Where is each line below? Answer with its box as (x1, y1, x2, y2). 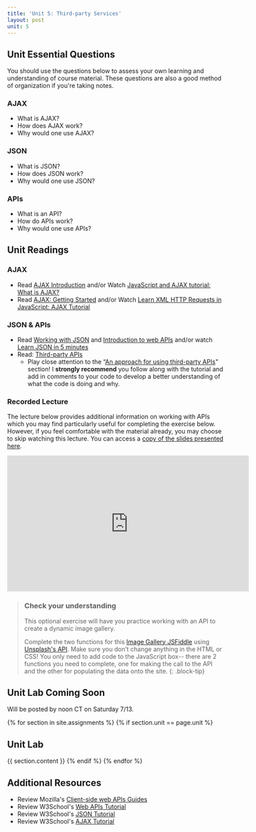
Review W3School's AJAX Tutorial (17, 818, 115, 826)
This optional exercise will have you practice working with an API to (23, 617, 216, 625)
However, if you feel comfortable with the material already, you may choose (7, 427, 222, 436)
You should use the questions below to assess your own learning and (7, 67, 204, 75)
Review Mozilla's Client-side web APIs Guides (17, 795, 148, 804)
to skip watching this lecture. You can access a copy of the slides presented (7, 434, 224, 443)
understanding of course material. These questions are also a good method (7, 74, 222, 83)
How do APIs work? (17, 217, 74, 225)
